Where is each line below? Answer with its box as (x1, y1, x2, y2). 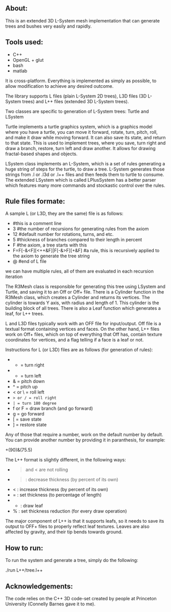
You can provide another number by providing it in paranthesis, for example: (5, 437, 166, 443)
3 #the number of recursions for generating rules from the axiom (12, 226, 149, 232)
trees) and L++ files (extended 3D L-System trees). (22, 98, 129, 104)
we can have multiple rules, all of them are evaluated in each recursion (5, 268, 154, 275)
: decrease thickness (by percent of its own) (25, 477, 118, 483)
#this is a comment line (12, 221, 62, 227)
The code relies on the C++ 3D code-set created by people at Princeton (5, 596, 157, 602)
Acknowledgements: (5, 582, 73, 591)
